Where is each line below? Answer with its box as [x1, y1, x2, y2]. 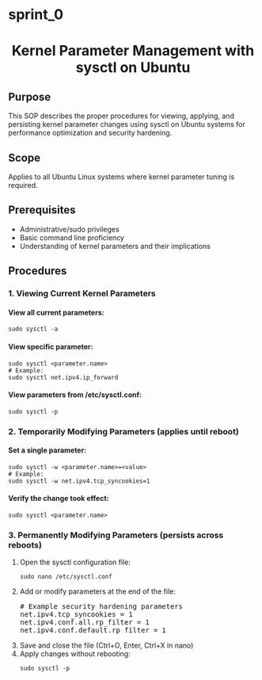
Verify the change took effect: [8, 494, 109, 503]
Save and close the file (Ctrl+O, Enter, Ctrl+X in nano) [19, 640, 194, 651]
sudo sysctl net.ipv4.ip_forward [8, 373, 119, 381]
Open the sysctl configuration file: [19, 557, 131, 567]
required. [8, 181, 38, 189]
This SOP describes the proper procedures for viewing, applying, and [8, 111, 235, 120]
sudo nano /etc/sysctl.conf [19, 573, 112, 581]
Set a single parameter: [8, 445, 87, 455]
